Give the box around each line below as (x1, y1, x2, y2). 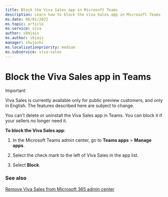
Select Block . (12, 162, 41, 168)
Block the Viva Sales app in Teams (5, 71, 151, 82)
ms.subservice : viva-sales (5, 49, 62, 54)
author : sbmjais (5, 31, 39, 36)
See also (5, 174, 27, 181)
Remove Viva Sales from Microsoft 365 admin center (5, 186, 115, 192)
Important (5, 87, 26, 93)
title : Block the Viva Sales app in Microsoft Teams (5, 7, 118, 13)
